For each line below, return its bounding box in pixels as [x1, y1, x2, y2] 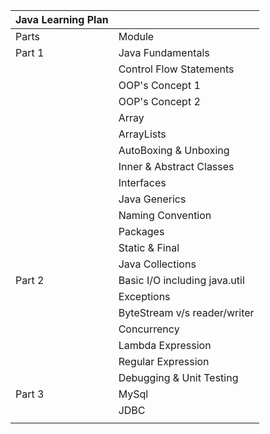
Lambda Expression [118, 339, 212, 352]
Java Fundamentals [118, 46, 210, 59]
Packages [118, 225, 165, 238]
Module [118, 30, 155, 43]
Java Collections [118, 257, 197, 271]
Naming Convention [118, 209, 212, 222]
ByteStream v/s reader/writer [118, 306, 255, 319]
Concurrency [118, 322, 180, 336]
